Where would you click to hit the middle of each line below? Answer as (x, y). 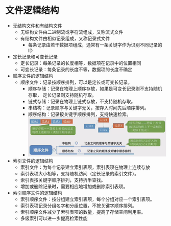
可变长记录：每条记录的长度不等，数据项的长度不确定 (76, 69)
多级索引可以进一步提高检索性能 (54, 218)
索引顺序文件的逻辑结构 (37, 193)
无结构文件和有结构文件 (37, 26)
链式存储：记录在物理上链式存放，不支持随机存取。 (82, 101)
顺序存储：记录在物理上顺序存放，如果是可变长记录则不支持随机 (95, 88)
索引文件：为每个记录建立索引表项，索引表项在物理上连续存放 (85, 167)
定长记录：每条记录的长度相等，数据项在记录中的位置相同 (81, 63)
